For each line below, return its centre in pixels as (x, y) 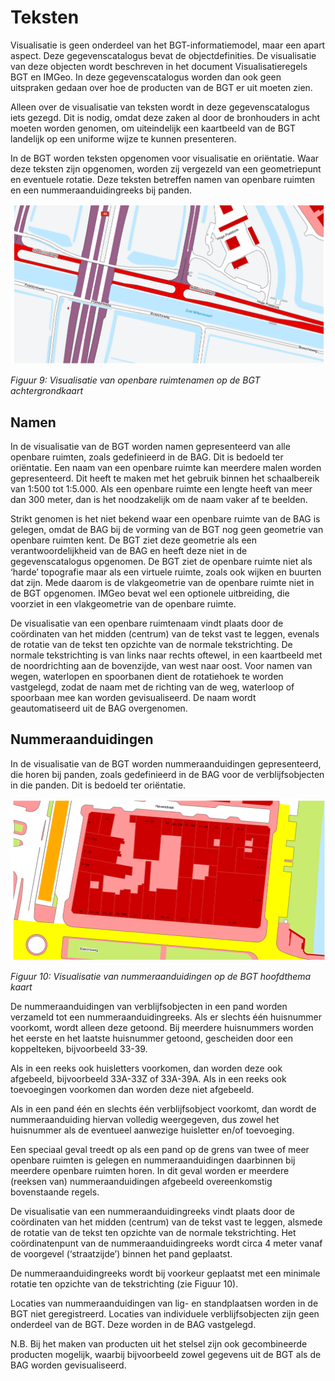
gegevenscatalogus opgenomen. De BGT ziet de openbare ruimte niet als (161, 561)
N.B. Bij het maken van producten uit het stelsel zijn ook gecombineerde (159, 1343)
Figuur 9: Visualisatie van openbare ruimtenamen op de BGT (135, 380)
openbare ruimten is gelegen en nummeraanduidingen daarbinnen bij (153, 1160)
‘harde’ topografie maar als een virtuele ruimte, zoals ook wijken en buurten (166, 572)
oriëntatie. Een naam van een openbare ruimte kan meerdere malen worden (166, 467)
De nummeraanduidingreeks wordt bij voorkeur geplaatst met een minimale (165, 1273)
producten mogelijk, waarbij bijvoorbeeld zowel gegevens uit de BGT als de (166, 1354)
